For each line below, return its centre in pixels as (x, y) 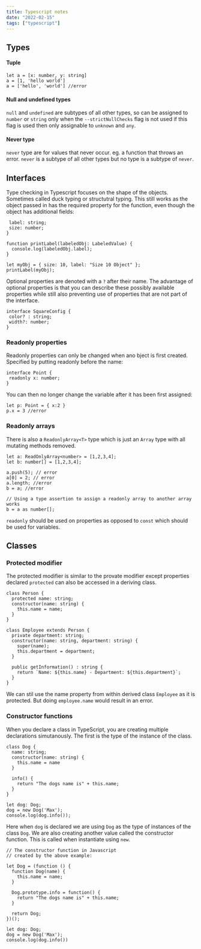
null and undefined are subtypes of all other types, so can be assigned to (97, 113)
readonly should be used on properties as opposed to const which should (97, 520)
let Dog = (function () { (38, 866)
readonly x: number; (34, 378)
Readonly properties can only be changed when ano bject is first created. (97, 355)
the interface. (23, 300)
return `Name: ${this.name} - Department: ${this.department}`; (99, 673)
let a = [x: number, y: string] (46, 75)
